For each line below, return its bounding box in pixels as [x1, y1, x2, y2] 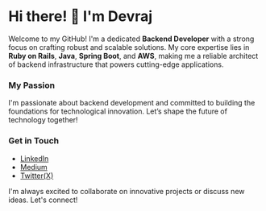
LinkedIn [19, 153, 49, 163]
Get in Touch [8, 135, 60, 147]
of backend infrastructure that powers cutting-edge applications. [8, 60, 224, 69]
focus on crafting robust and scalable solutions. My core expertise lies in [8, 42, 250, 52]
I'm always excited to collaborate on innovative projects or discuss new [8, 186, 245, 196]
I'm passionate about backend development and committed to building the [8, 98, 256, 108]
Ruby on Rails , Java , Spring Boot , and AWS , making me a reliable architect [8, 51, 259, 60]
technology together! [8, 115, 78, 125]
